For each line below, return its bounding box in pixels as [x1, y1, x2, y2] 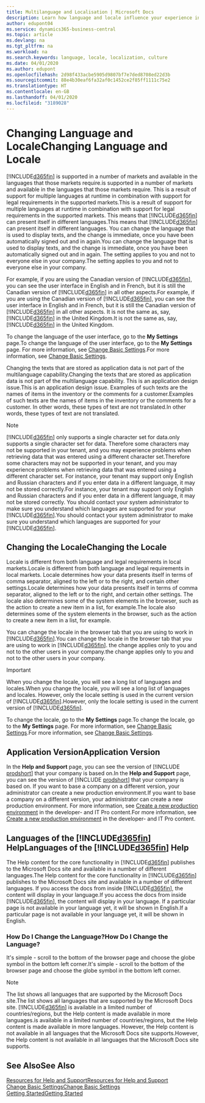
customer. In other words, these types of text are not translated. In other [6, 403, 186, 410]
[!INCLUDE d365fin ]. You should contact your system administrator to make [6, 511, 193, 519]
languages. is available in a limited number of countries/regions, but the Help [6, 1017, 198, 1024]
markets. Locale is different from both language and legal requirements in [6, 565, 190, 572]
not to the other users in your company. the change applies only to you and [6, 648, 194, 655]
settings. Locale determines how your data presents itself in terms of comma [6, 584, 198, 592]
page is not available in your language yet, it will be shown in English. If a [6, 904, 188, 912]
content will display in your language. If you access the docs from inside [6, 891, 187, 898]
